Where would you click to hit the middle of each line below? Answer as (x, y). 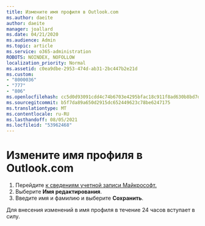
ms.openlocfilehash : (33, 97)
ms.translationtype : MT (37, 108)
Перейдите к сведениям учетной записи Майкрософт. (86, 185)
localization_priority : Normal (46, 63)
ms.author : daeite (30, 18)
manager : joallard (30, 29)
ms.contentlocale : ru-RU (38, 114)
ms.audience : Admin (31, 40)
